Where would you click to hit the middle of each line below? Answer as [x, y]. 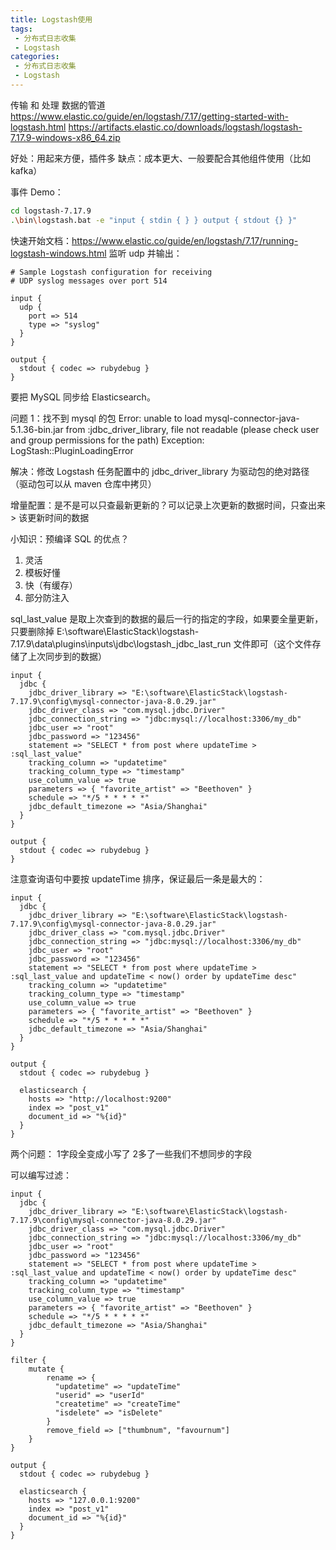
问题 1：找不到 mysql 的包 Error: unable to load [106, 418]
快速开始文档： [41, 240]
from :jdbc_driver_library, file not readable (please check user [192, 429]
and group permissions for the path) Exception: [107, 440]
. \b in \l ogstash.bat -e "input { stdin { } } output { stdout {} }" [154, 220]
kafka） [26, 170]
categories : [35, 57]
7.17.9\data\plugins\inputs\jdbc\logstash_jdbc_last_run [121, 643]
